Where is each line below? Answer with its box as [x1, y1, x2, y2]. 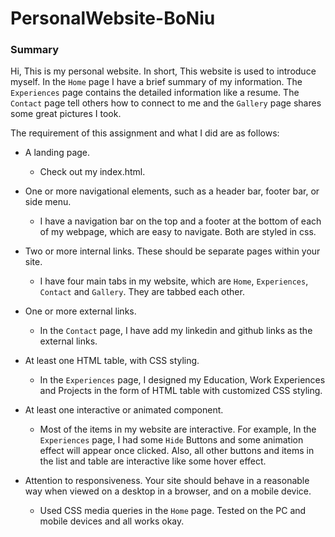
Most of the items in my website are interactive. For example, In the [39, 423, 317, 436]
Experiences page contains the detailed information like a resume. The [10, 87, 300, 99]
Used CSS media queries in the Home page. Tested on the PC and [39, 505, 307, 517]
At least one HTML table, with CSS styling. [24, 355, 200, 367]
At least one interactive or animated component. [24, 404, 224, 416]
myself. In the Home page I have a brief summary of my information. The [10, 76, 303, 88]
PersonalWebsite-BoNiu [10, 7, 216, 30]
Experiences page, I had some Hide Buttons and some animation [39, 434, 304, 446]
